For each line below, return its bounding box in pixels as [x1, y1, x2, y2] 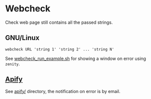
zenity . [5, 60, 20, 67]
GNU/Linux [5, 34, 40, 42]
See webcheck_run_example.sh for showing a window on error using [5, 55, 147, 61]
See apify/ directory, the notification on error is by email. [5, 88, 121, 94]
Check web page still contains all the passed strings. [5, 19, 113, 25]
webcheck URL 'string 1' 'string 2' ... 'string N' [5, 47, 114, 52]
